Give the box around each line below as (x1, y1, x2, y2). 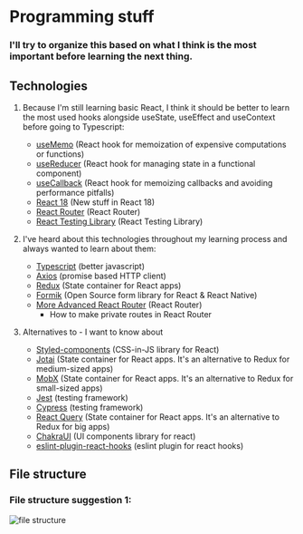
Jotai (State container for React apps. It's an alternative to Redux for (35, 354, 290, 364)
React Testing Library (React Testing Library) (35, 216, 204, 227)
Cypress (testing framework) (35, 402, 144, 413)
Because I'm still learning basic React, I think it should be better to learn (22, 102, 290, 112)
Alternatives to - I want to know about (22, 326, 164, 337)
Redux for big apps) (35, 421, 110, 432)
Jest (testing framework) (35, 392, 128, 403)
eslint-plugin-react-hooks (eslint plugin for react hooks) (35, 440, 244, 451)
